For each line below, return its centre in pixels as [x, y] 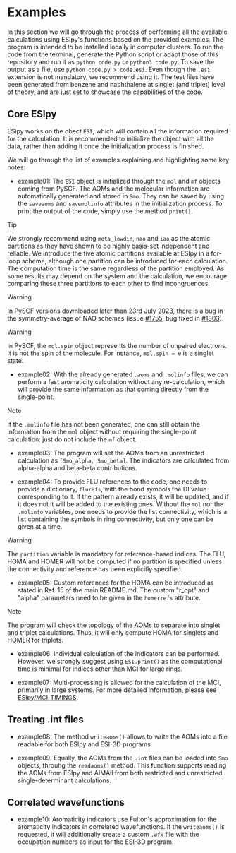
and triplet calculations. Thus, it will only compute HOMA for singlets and [113, 632]
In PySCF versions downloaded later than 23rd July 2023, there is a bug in [115, 311]
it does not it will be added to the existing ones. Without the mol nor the [120, 504]
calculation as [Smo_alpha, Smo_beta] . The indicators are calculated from [123, 460]
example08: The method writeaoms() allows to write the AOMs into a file [122, 736]
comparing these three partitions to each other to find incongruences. [108, 283]
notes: [17, 167]
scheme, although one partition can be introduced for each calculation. [125, 261]
